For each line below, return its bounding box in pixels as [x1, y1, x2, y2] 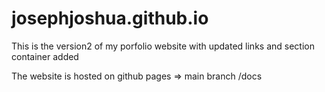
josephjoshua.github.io [11, 7, 209, 30]
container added [11, 50, 79, 62]
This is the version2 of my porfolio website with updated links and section [11, 40, 315, 52]
